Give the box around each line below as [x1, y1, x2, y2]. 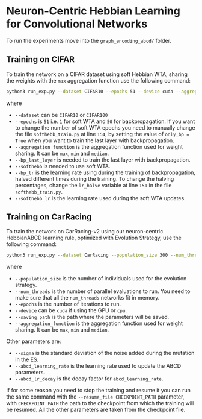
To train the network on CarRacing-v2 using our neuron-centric [6, 228, 164, 235]
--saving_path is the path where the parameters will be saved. [14, 313, 170, 321]
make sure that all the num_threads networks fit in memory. [14, 294, 160, 301]
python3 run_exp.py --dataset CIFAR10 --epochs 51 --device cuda [6, 89, 173, 95]
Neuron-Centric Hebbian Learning [6, 4, 180, 18]
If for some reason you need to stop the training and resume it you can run [6, 387, 191, 394]
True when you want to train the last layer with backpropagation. [14, 137, 174, 144]
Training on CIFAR [6, 54, 75, 65]
